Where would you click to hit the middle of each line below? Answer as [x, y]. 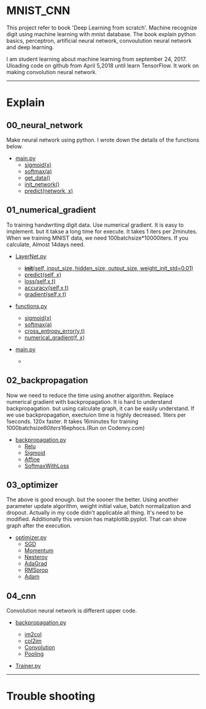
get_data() [37, 178]
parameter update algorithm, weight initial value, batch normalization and [99, 506]
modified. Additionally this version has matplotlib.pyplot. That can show [97, 519]
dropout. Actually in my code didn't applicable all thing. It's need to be [95, 513]
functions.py [31, 306]
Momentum [39, 551]
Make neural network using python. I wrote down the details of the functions [103, 140]
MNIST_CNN [38, 11]
